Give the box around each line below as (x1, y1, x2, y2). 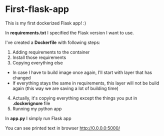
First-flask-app (5, 3, 69, 15)
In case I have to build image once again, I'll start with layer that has (12, 69, 152, 75)
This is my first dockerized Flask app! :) (5, 20, 86, 26)
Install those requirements (12, 54, 66, 60)
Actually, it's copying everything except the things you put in (12, 95, 137, 101)
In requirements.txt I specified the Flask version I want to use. (5, 29, 134, 35)
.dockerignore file (12, 100, 50, 106)
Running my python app (12, 105, 62, 111)
